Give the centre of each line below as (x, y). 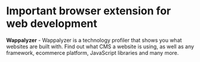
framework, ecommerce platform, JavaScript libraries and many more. (93, 52)
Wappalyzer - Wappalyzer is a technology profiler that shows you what (94, 40)
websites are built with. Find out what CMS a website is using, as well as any (100, 46)
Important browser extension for (89, 11)
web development (52, 24)
